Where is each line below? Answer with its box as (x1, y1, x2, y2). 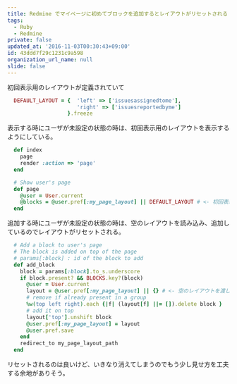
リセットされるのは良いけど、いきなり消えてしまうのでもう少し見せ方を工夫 (7, 360, 229, 368)
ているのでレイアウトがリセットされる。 (7, 228, 125, 236)
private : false (7, 37, 52, 44)
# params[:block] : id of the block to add (13, 254, 143, 261)
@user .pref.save (25, 327, 74, 334)
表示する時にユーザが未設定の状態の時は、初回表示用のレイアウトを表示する (7, 124, 230, 132)
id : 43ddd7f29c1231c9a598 (7, 50, 83, 57)
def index (13, 147, 42, 154)
